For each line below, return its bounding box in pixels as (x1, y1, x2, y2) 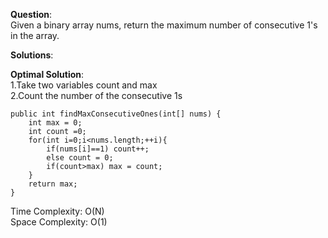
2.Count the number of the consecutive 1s (10, 90, 183, 101)
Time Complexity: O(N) (10, 205, 105, 217)
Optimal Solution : (10, 69, 85, 80)
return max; (28, 179, 78, 189)
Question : (10, 9, 53, 20)
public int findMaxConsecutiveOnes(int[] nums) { (10, 109, 222, 119)
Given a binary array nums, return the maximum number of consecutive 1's (10, 19, 318, 31)
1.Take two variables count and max (10, 79, 158, 91)
